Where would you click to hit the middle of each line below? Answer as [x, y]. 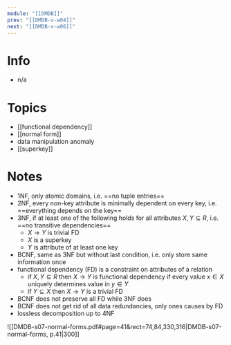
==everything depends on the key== [70, 211]
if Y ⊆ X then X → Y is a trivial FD [75, 292]
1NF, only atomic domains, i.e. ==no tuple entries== [91, 196]
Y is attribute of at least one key [73, 248]
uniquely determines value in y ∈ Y [78, 284]
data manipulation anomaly [56, 142]
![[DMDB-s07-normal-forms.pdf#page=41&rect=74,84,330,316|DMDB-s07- [114, 327]
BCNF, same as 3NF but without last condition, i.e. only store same [112, 255]
